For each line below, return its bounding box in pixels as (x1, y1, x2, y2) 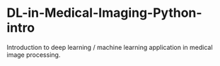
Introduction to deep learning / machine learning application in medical (6, 43, 213, 51)
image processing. (6, 51, 61, 59)
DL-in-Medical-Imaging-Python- (6, 5, 202, 21)
